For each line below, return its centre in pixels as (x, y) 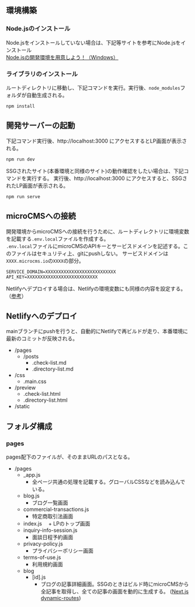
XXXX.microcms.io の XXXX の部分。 (45, 260)
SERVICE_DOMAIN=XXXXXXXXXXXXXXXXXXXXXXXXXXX (61, 272)
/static (22, 406)
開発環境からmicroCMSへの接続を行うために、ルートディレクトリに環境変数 (98, 231)
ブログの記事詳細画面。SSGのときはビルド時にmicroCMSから (115, 584)
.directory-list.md (53, 369)
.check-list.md (49, 363)
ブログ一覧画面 (50, 503)
